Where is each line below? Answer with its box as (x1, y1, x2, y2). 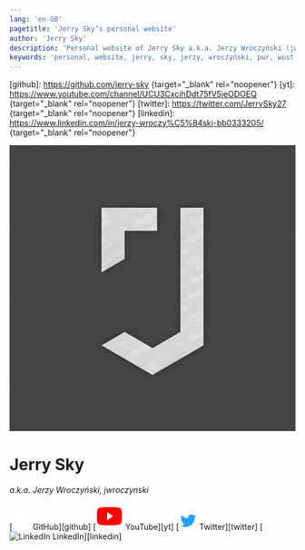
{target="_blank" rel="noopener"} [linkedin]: (9, 108, 175, 119)
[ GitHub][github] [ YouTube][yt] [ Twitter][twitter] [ (9, 522, 263, 533)
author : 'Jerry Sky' (9, 34, 88, 43)
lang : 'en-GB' (9, 15, 64, 24)
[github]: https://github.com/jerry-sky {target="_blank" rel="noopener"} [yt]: (9, 79, 295, 90)
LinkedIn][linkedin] (52, 531, 123, 542)
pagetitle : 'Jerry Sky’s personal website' (9, 24, 177, 34)
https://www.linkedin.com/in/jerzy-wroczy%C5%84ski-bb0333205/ (9, 118, 265, 129)
